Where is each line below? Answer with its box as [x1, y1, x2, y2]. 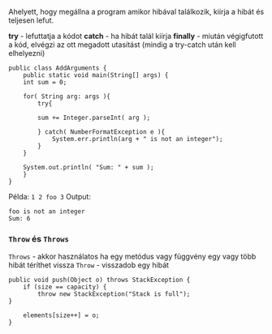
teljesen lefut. [8, 15, 54, 25]
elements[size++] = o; [23, 311, 100, 319]
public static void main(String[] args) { [23, 71, 169, 79]
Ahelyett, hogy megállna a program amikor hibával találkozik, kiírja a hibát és [8, 7, 265, 16]
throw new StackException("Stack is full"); [37, 290, 191, 298]
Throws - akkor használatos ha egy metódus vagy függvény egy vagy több [8, 251, 257, 262]
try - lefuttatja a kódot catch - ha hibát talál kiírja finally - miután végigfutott [8, 32, 264, 41]
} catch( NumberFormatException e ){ [37, 128, 165, 136]
